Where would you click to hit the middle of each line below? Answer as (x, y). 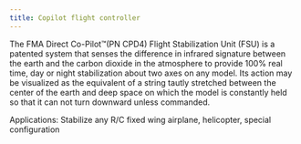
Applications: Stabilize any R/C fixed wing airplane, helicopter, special (140, 119)
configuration (35, 129)
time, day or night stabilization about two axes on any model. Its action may (151, 73)
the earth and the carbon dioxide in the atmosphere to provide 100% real (146, 63)
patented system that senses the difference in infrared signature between (148, 53)
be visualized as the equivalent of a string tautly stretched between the (143, 82)
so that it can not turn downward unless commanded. (110, 102)
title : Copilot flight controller (75, 18)
